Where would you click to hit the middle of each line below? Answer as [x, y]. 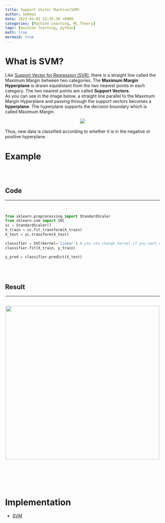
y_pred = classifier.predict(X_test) [44, 257]
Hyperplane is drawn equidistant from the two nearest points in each [75, 85]
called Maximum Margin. [30, 112]
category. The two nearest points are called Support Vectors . [68, 91]
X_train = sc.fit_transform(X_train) [44, 230]
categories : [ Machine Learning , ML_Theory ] [50, 23]
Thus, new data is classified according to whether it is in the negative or [78, 131]
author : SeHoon [21, 14]
